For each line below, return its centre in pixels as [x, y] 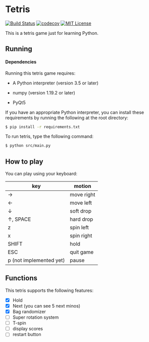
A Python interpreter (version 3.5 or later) [55, 83]
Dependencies [21, 62]
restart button [27, 334]
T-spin [19, 323]
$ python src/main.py [28, 146]
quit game [82, 252]
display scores [28, 329]
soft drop [81, 211]
